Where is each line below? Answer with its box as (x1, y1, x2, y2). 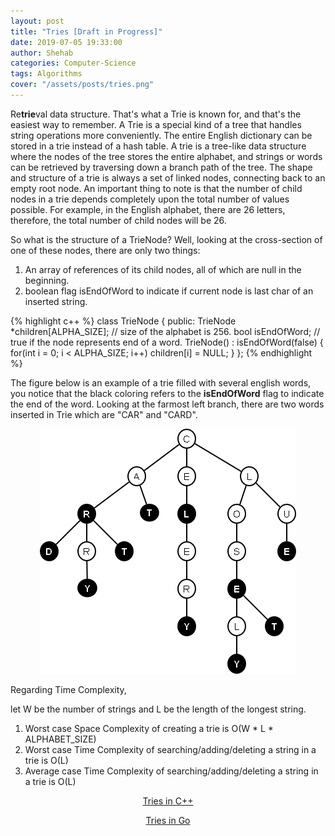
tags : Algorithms (10, 69, 83, 79)
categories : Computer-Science (10, 58, 137, 69)
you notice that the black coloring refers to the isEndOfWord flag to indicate (10, 387, 325, 399)
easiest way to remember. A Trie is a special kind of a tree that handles (10, 118, 302, 130)
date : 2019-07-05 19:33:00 (10, 37, 123, 47)
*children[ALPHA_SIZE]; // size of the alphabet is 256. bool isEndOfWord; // (10, 325, 321, 337)
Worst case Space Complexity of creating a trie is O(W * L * (24, 722, 274, 734)
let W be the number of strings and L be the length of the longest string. (10, 703, 307, 715)
